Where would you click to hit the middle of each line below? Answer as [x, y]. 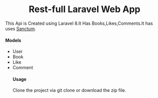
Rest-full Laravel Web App [85, 9]
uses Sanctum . [21, 28]
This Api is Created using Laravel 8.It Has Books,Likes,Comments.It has [79, 23]
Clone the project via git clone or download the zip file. [69, 90]
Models [13, 40]
